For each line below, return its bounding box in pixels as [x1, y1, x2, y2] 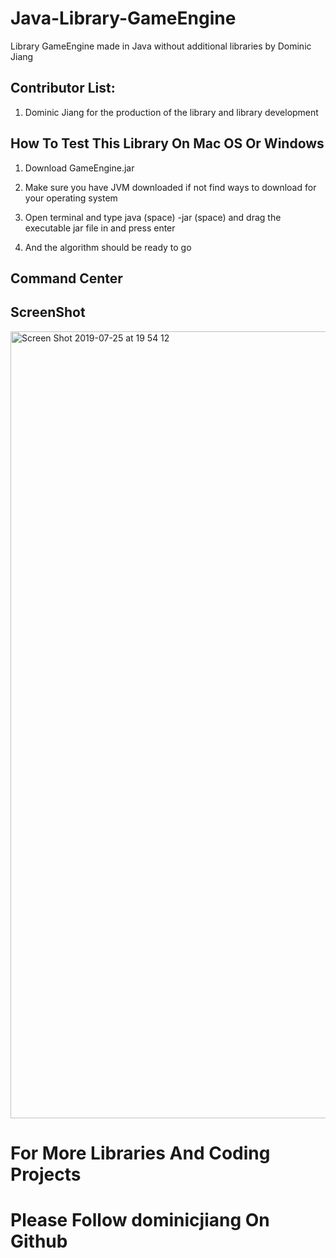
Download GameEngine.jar [24, 162, 135, 174]
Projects [10, 1163, 82, 1186]
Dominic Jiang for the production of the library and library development [24, 106, 319, 118]
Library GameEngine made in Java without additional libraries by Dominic [10, 40, 312, 52]
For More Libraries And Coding [10, 1142, 271, 1164]
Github [10, 1230, 68, 1253]
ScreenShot [10, 304, 86, 321]
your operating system [24, 192, 118, 204]
